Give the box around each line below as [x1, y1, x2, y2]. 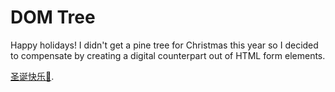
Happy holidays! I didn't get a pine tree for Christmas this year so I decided [10, 39, 319, 51]
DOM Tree [10, 6, 96, 29]
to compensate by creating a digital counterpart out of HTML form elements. [10, 49, 326, 61]
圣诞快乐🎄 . [10, 70, 55, 82]
